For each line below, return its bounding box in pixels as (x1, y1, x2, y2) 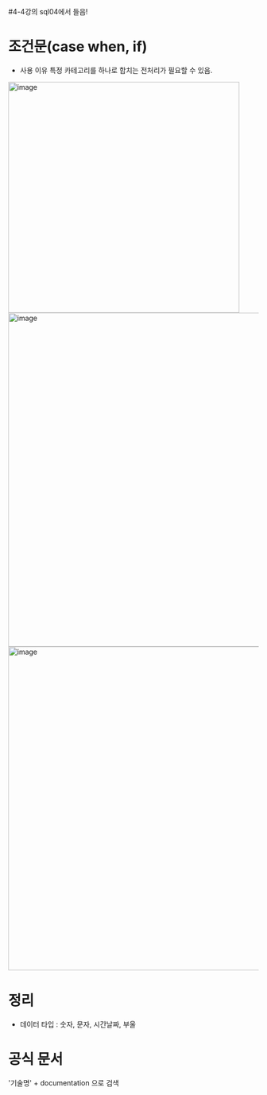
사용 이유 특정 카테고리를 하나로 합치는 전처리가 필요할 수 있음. (19, 65, 213, 75)
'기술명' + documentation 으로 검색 (8, 1078, 119, 1087)
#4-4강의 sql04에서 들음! (8, 7, 88, 16)
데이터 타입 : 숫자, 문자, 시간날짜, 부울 (19, 1020, 137, 1029)
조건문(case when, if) (8, 38, 148, 56)
